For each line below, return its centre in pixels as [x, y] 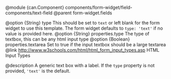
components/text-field [29, 13]
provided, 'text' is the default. [38, 71]
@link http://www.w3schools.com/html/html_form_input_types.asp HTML [82, 50]
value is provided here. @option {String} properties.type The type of [77, 34]
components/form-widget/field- [99, 7]
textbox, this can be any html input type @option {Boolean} [68, 39]
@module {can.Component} [35, 7]
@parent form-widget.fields [83, 13]
